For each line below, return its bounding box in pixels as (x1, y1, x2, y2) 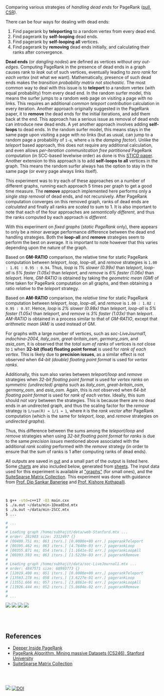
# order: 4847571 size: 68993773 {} (5, 566, 80, 571)
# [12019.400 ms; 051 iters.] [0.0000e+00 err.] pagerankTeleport (5, 571, 143, 576)
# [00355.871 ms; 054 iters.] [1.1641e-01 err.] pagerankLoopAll (5, 548, 141, 553)
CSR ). (5, 9, 18, 15)
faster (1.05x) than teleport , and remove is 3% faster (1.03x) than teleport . (5, 311, 154, 316)
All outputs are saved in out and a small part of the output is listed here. (5, 458, 149, 464)
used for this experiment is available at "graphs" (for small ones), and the (5, 469, 153, 474)
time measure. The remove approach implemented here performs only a (5, 188, 151, 194)
